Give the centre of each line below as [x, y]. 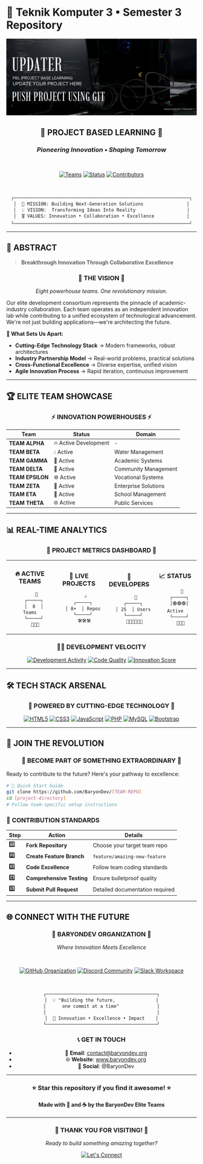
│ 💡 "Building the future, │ [101, 1000]
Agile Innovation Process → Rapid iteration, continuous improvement [101, 371]
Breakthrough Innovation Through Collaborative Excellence [97, 262]
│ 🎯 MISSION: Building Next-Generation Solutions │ [101, 204]
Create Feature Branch [55, 856]
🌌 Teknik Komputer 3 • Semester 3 [94, 12]
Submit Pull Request [52, 889]
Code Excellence [48, 867]
